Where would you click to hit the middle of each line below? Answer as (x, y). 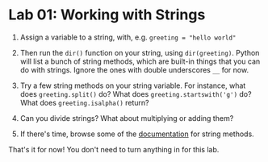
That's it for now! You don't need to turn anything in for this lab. (114, 149)
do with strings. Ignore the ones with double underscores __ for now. (134, 69)
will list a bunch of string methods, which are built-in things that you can (140, 61)
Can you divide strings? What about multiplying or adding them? (127, 118)
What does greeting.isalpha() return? (84, 102)
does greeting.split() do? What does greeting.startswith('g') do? (136, 93)
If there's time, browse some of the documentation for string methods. (137, 134)
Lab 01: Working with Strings (107, 15)
